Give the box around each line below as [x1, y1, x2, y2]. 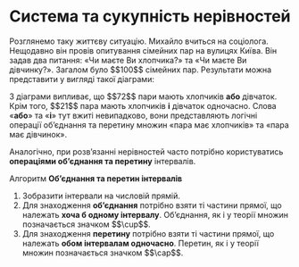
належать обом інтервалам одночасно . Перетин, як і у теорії [21, 238, 259, 248]
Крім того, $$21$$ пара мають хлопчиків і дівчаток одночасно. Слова [9, 100, 277, 111]
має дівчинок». [9, 129, 68, 139]
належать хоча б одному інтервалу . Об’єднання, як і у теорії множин [21, 209, 288, 220]
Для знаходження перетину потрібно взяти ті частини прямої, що [21, 228, 275, 238]
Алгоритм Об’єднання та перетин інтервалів [9, 172, 183, 184]
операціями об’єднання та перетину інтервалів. [9, 155, 196, 166]
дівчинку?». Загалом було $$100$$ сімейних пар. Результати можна [9, 64, 272, 75]
